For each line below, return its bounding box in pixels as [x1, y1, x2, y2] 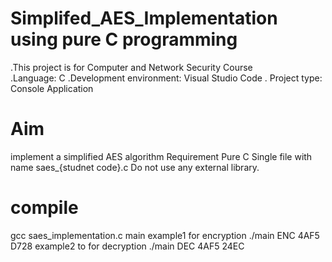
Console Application [10, 82, 94, 94]
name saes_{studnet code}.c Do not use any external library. [10, 161, 260, 173]
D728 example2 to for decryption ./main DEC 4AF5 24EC [10, 240, 245, 252]
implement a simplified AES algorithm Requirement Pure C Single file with [10, 150, 313, 162]
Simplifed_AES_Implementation [10, 7, 278, 30]
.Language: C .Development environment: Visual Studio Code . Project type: [10, 72, 323, 84]
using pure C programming [10, 28, 238, 51]
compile [10, 197, 79, 219]
